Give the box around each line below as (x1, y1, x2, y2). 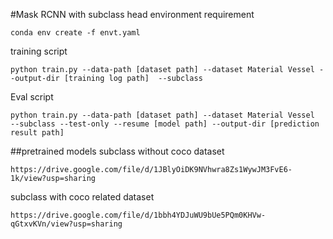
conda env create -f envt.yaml (10, 28, 141, 38)
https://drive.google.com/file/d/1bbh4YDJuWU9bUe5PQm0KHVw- (10, 210, 267, 220)
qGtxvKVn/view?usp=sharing (10, 219, 123, 229)
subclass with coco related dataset (10, 191, 155, 203)
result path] (10, 128, 65, 138)
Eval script (10, 91, 54, 103)
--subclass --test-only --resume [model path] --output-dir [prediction (10, 119, 320, 129)
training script (10, 45, 68, 57)
